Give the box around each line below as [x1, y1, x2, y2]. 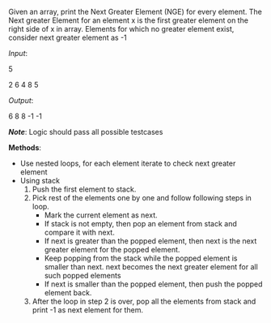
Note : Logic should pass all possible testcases [8, 127, 163, 136]
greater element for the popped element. [44, 245, 180, 254]
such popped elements [44, 271, 121, 280]
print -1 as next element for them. [32, 305, 144, 315]
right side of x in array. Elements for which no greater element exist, [8, 24, 235, 33]
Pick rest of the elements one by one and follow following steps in [32, 193, 252, 202]
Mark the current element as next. [44, 210, 158, 220]
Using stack [19, 176, 61, 185]
